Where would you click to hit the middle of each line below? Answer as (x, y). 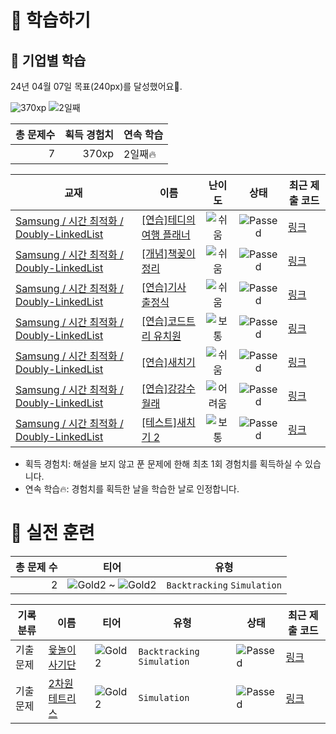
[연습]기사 (164, 287)
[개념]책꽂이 (168, 253)
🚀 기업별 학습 (48, 60)
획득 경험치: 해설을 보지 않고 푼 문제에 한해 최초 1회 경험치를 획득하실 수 (163, 464)
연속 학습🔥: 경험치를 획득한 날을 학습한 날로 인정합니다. (132, 489)
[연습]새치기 (168, 362)
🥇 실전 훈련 (52, 533)
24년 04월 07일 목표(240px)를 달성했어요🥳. (96, 86)
